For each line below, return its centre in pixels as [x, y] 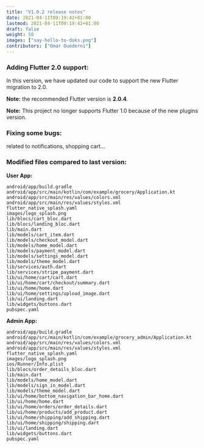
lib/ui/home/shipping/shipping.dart [53, 423]
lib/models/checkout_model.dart [47, 240]
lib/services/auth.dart [37, 267]
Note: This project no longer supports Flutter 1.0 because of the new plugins [102, 111]
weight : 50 [20, 35]
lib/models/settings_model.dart [47, 256]
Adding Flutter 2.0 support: [48, 67]
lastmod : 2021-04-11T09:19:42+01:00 [53, 23]
